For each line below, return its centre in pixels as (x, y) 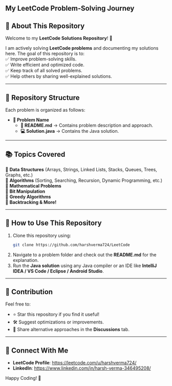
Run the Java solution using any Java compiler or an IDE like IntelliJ (85, 266)
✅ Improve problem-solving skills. (41, 59)
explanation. (26, 260)
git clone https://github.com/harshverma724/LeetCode (71, 245)
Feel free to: (18, 304)
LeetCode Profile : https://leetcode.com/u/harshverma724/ (74, 363)
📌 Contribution (29, 292)
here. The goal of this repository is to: (45, 54)
